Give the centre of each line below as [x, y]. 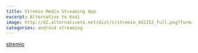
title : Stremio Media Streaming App [51, 11]
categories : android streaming [44, 28]
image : [14, 22]
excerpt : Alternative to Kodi [43, 17]
